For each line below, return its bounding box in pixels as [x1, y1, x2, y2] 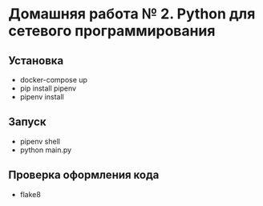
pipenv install [19, 92, 64, 101]
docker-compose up [19, 75, 88, 84]
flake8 [19, 189, 42, 199]
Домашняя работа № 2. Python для [8, 5, 256, 23]
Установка [8, 54, 64, 67]
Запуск [8, 115, 47, 129]
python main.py [19, 145, 72, 155]
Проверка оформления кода [8, 168, 160, 182]
